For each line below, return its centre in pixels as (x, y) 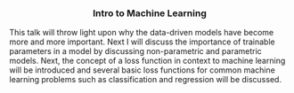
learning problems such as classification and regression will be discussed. (146, 80)
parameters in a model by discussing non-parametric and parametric (136, 51)
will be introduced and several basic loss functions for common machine (143, 70)
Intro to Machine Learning (150, 13)
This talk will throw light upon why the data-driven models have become (142, 33)
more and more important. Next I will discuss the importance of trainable (142, 42)
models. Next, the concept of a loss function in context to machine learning (147, 61)
